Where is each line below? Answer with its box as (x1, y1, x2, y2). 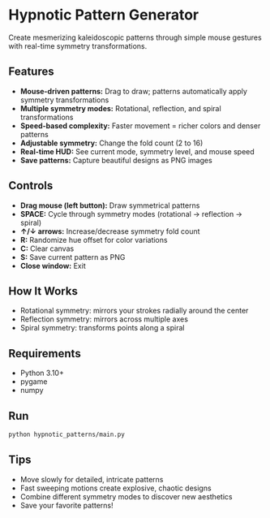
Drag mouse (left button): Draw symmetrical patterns (19, 201, 200, 210)
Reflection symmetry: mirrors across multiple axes (19, 314, 189, 324)
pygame (19, 377, 48, 386)
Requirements (8, 347, 81, 360)
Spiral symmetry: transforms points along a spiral (19, 323, 185, 333)
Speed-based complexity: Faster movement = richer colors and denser (19, 120, 261, 131)
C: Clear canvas (19, 244, 75, 253)
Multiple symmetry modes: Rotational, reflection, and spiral (19, 103, 221, 113)
